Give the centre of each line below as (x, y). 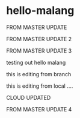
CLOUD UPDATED (29, 97)
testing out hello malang (36, 62)
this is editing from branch (39, 74)
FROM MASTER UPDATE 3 (39, 51)
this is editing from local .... (40, 86)
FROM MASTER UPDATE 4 (39, 109)
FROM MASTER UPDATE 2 (39, 39)
